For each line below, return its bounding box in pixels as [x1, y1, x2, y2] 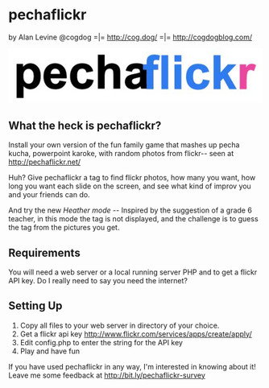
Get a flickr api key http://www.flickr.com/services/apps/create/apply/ [19, 328, 252, 339]
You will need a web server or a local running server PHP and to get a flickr [8, 267, 258, 277]
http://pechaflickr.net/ [8, 157, 81, 167]
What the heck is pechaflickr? [8, 118, 162, 132]
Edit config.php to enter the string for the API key [19, 337, 184, 347]
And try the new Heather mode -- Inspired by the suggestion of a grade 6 [8, 205, 252, 215]
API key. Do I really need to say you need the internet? [8, 275, 188, 285]
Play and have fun [19, 346, 81, 356]
